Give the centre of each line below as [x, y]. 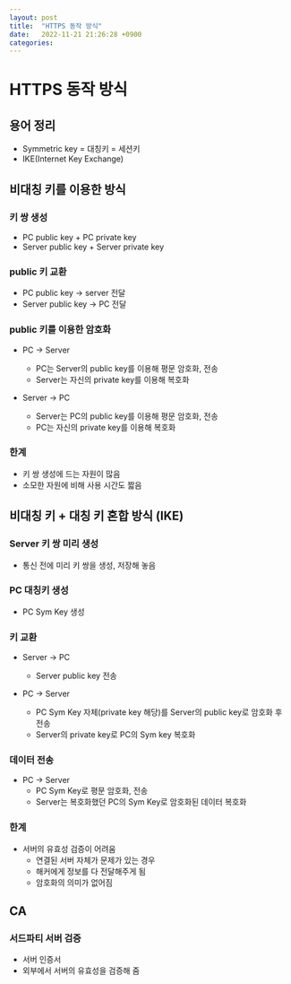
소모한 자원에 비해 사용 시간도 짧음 [82, 484]
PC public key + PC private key [79, 237]
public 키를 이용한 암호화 [60, 330]
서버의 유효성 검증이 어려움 [69, 849]
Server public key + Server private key [93, 247]
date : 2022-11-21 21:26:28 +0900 [76, 34]
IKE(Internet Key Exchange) [73, 159]
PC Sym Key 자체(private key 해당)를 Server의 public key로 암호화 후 [159, 712]
